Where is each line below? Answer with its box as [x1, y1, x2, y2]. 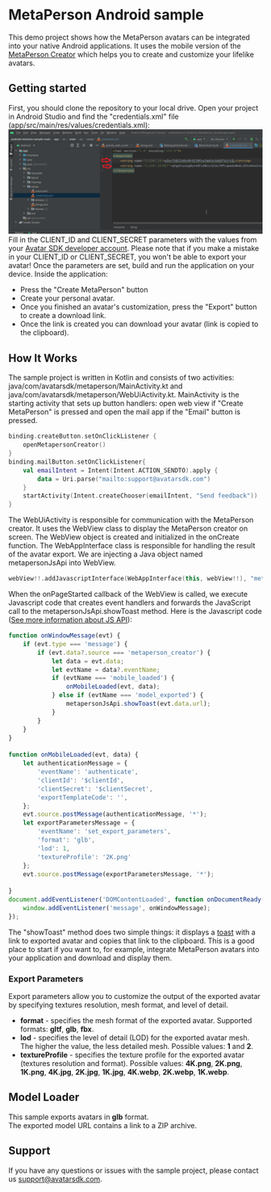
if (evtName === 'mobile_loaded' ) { [51, 674, 175, 682]
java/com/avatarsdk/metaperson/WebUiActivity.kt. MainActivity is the [8, 390, 240, 400]
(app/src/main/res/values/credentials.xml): [8, 120, 151, 130]
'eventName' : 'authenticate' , [37, 768, 139, 776]
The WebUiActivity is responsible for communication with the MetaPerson [8, 515, 254, 525]
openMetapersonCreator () [23, 441, 106, 449]
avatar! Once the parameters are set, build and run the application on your [8, 261, 255, 271]
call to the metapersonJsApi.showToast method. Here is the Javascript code [8, 606, 262, 616]
